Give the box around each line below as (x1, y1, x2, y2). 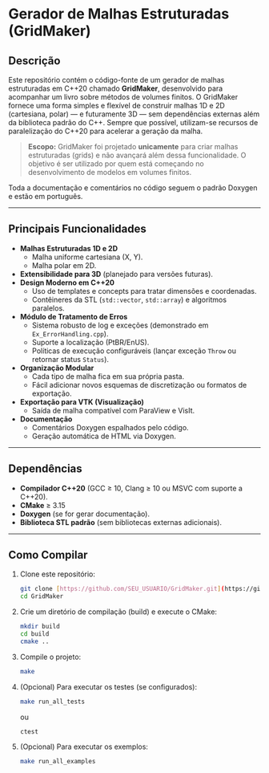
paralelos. (31, 303, 66, 313)
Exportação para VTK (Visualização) (19, 397, 144, 406)
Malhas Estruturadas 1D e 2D (19, 243, 118, 253)
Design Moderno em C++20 (19, 278, 114, 287)
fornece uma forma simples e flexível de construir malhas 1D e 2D (8, 101, 226, 110)
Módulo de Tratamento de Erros (19, 311, 128, 321)
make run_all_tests (19, 698, 86, 706)
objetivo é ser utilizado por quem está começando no (27, 159, 204, 169)
